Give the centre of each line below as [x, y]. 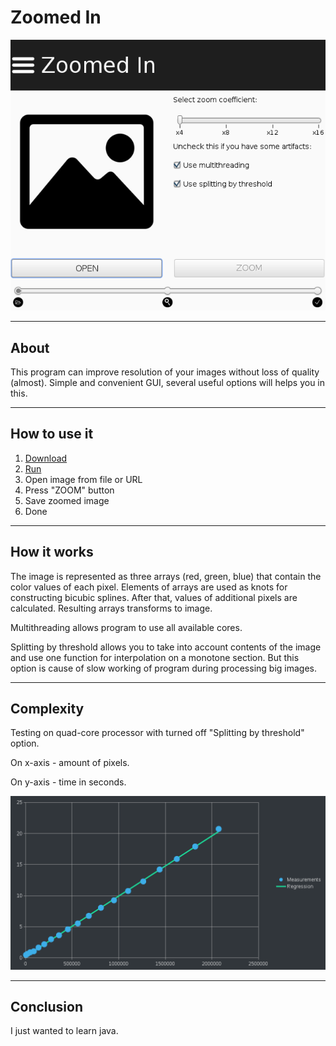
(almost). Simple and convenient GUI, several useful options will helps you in [168, 383]
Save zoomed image [67, 500]
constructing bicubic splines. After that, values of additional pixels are [154, 597]
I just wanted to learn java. [64, 1031]
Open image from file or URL [83, 479]
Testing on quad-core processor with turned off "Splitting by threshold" [157, 733]
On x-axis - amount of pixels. [70, 763]
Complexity [47, 709]
